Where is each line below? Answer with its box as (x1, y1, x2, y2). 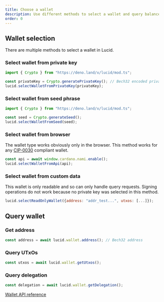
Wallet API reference (5, 292, 46, 298)
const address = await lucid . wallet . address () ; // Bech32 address (5, 237, 143, 243)
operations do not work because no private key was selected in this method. (5, 189, 159, 195)
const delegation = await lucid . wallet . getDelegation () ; (5, 283, 123, 288)
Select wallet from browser (5, 131, 71, 138)
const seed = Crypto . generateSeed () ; (5, 115, 82, 120)
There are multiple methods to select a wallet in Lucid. (5, 47, 114, 53)
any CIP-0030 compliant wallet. (5, 147, 69, 153)
